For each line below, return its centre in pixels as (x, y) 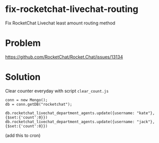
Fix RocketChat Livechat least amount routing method (60, 23)
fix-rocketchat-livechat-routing (72, 9)
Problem (23, 43)
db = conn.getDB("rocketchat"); (39, 104)
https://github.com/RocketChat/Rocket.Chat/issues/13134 (64, 57)
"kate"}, (146, 113)
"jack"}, (146, 122)
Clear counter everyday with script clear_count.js (57, 91)
